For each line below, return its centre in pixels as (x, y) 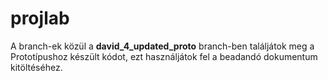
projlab (40, 18)
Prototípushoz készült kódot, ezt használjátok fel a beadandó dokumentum (164, 56)
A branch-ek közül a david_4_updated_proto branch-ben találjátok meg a (162, 46)
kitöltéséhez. (36, 67)
